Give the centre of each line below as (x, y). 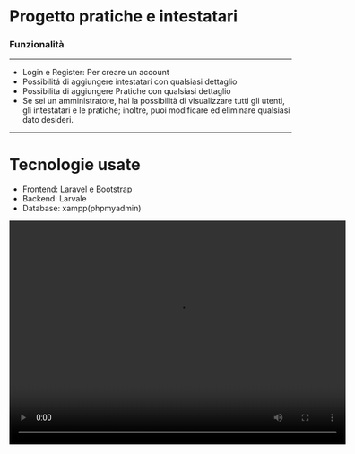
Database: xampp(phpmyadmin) (82, 209)
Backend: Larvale (54, 199)
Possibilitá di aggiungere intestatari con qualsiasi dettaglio (130, 81)
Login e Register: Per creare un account (96, 73)
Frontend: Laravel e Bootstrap (77, 189)
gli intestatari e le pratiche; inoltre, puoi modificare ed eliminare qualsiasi (156, 110)
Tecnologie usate (75, 164)
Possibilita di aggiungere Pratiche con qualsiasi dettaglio (126, 91)
